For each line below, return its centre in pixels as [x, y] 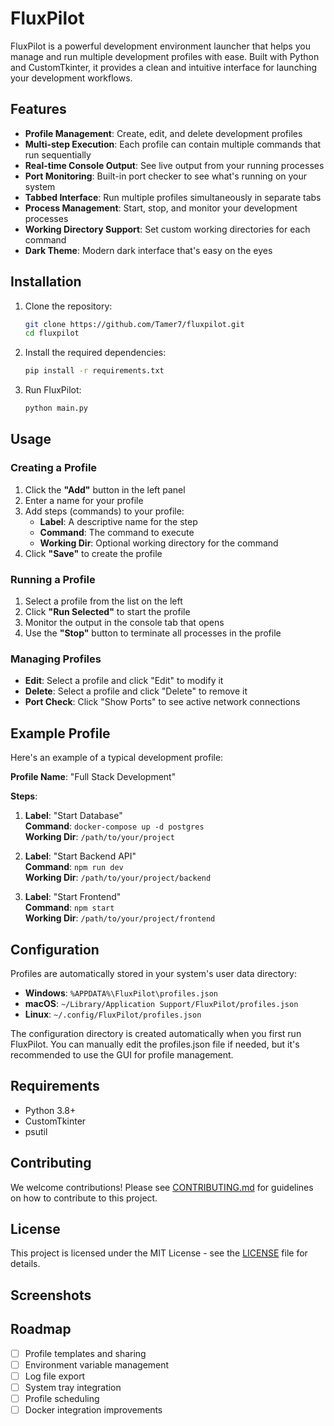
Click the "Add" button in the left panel [105, 489]
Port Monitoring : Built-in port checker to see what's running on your [166, 176]
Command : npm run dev [74, 867]
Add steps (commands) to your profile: [104, 511]
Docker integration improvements [93, 1409]
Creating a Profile [54, 468]
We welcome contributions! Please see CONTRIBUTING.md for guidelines [162, 1187]
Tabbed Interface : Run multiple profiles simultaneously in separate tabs [173, 197]
